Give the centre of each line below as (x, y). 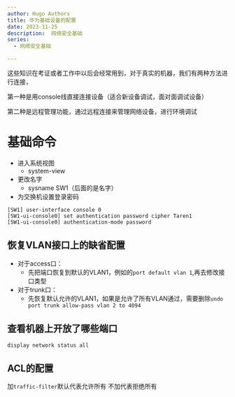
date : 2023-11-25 (33, 27)
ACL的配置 (30, 368)
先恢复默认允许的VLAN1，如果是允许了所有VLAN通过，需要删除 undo (126, 298)
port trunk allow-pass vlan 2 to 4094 (84, 305)
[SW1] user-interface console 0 (54, 210)
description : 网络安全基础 (45, 33)
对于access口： (40, 264)
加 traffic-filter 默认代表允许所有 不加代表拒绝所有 (82, 387)
